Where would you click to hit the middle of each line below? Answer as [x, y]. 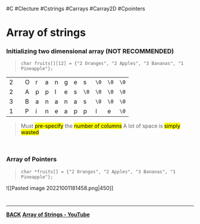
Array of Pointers [32, 159]
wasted [30, 132]
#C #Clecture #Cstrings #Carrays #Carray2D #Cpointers [76, 9]
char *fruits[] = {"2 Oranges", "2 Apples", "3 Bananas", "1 [98, 172]
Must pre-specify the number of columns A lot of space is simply [100, 126]
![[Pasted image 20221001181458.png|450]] [60, 188]
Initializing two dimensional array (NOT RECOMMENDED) [90, 51]
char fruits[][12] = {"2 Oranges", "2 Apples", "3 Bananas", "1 [102, 64]
